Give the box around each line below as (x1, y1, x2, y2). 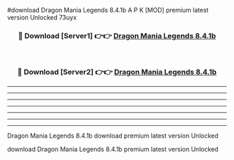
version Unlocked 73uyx (7, 13, 77, 22)
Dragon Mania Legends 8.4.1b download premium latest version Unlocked (7, 131, 219, 140)
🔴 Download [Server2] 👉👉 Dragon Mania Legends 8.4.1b (17, 67, 217, 77)
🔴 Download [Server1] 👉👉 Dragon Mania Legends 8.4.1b (17, 31, 217, 40)
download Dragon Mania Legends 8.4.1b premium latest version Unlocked (7, 145, 219, 153)
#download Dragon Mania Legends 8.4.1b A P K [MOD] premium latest (7, 6, 209, 14)
